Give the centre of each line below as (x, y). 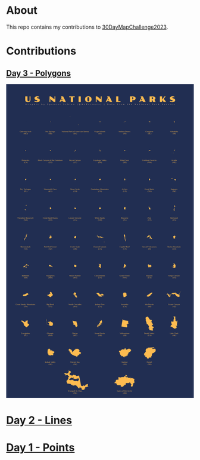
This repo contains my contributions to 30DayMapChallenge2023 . (87, 27)
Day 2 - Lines (39, 420)
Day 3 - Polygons (39, 73)
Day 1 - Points (40, 447)
